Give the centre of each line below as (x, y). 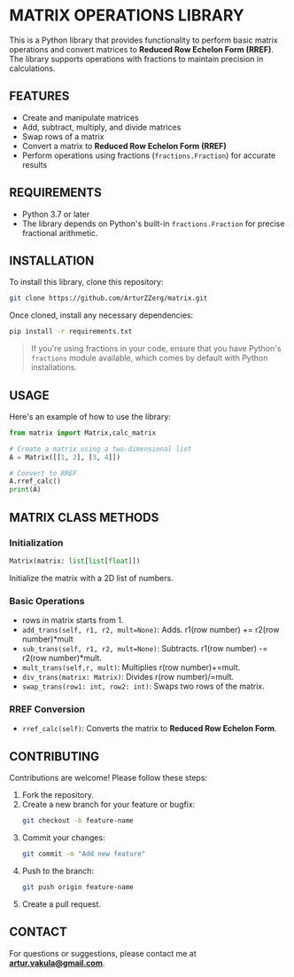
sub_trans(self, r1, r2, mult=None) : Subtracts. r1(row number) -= (145, 649)
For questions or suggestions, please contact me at (103, 953)
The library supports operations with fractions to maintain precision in (136, 59)
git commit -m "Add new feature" (84, 854)
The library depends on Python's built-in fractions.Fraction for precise (153, 224)
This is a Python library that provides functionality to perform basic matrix (144, 40)
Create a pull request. (62, 904)
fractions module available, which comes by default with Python (149, 358)
